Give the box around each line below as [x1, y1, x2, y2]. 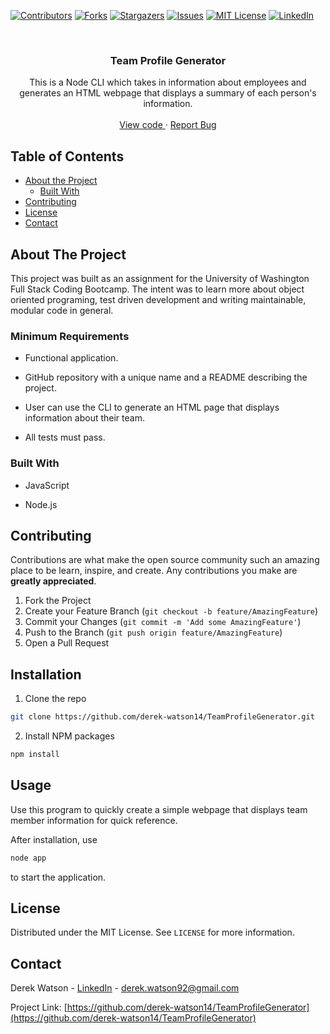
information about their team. [24, 412, 145, 424]
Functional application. [24, 352, 119, 364]
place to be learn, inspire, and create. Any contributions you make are [10, 565, 298, 577]
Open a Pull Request [24, 637, 110, 649]
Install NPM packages [24, 730, 115, 742]
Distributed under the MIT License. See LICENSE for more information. [10, 926, 295, 939]
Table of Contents [10, 148, 125, 165]
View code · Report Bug [119, 119, 217, 131]
